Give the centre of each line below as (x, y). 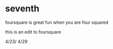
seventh (22, 9)
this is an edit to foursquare (33, 32)
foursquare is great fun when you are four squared (57, 22)
